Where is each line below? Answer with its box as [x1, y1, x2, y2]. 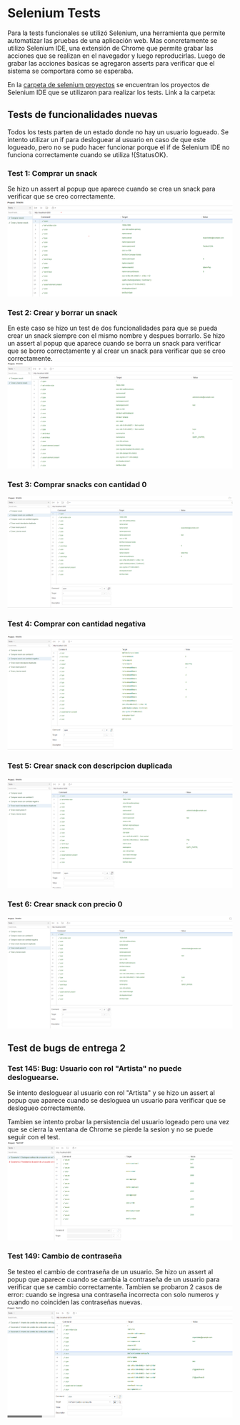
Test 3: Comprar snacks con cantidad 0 [7, 479, 147, 489]
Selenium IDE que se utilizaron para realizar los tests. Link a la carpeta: [7, 88, 216, 96]
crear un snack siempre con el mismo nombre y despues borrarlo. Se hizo [7, 331, 226, 340]
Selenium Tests [7, 5, 101, 21]
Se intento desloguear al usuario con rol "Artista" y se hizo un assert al [7, 1089, 216, 1097]
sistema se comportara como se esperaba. [7, 66, 134, 75]
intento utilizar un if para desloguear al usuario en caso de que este [7, 135, 206, 144]
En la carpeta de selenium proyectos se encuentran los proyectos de [7, 80, 210, 89]
